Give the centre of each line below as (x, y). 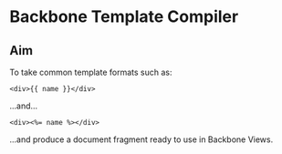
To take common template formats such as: (91, 72)
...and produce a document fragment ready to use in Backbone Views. (141, 139)
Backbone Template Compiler (124, 17)
